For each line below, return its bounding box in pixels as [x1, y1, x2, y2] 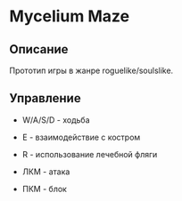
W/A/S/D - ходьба [21, 114, 91, 125]
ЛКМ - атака [21, 166, 70, 177]
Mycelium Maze [9, 6, 130, 27]
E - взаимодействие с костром [21, 132, 141, 142]
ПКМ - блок [21, 183, 67, 194]
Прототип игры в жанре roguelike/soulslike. [9, 65, 174, 76]
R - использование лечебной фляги [21, 149, 158, 159]
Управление [9, 91, 82, 106]
